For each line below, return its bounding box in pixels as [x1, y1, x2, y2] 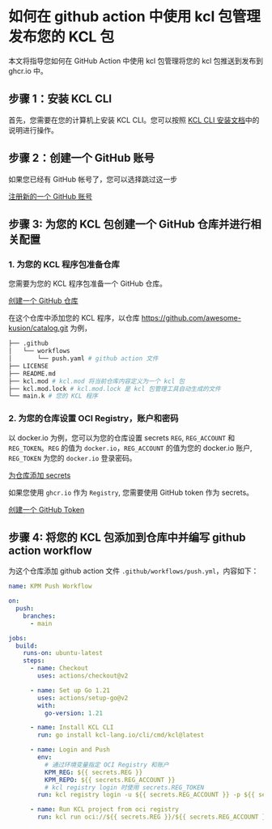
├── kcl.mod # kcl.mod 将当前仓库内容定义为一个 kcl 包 [8, 377, 185, 385]
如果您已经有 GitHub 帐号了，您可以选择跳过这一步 [8, 174, 178, 184]
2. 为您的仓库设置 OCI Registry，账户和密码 [8, 413, 179, 424]
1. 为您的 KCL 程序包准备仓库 [8, 258, 120, 270]
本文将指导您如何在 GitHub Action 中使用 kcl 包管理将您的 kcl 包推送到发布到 [8, 56, 264, 66]
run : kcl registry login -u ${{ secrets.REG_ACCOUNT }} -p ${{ [37, 791, 255, 799]
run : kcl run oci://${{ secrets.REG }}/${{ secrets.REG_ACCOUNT [37, 813, 259, 822]
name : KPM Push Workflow [8, 582, 92, 591]
